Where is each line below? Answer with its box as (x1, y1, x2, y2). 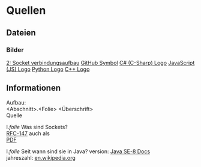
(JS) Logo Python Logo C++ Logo (6, 65, 90, 73)
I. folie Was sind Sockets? (6, 123, 68, 130)
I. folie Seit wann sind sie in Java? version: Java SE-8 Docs (6, 148, 151, 155)
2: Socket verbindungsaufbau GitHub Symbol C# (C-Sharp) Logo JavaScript (6, 59, 195, 66)
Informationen (6, 83, 61, 93)
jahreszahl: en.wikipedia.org (6, 154, 76, 161)
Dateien (6, 28, 36, 38)
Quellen (6, 4, 46, 17)
